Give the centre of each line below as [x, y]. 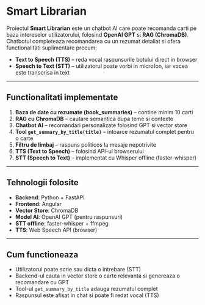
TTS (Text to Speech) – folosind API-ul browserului [80, 151]
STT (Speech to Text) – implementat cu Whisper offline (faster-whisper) [106, 158]
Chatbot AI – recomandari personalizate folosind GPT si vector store [101, 125]
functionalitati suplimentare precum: [52, 48]
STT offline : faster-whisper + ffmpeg [62, 223]
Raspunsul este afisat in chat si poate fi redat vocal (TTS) [87, 295]
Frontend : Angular [38, 204]
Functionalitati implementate [62, 97]
